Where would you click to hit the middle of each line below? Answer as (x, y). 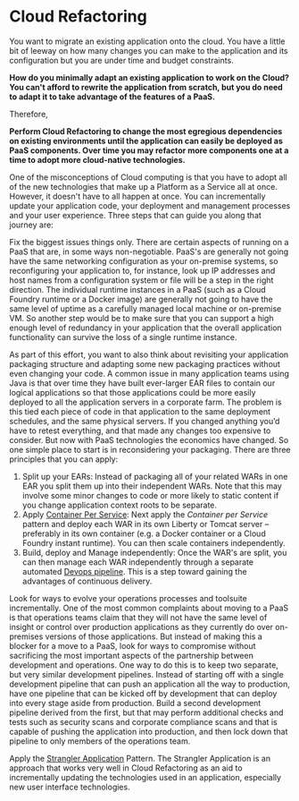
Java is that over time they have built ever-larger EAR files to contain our (142, 383)
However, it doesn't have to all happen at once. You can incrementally (137, 196)
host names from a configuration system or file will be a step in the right (141, 280)
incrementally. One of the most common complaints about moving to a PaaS (149, 608)
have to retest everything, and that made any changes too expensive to (140, 430)
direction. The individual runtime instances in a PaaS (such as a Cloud (137, 289)
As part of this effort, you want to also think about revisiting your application (149, 354)
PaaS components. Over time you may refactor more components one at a (149, 150)
